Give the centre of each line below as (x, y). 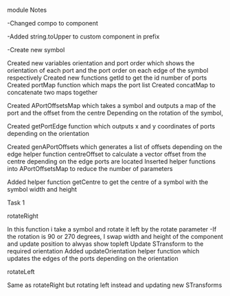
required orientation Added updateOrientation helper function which (103, 251)
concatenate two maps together (53, 92)
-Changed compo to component (53, 23)
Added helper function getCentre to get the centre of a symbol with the (108, 182)
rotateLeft (21, 272)
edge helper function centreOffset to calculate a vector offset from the (107, 154)
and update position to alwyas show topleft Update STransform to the (105, 244)
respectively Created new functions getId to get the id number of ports (107, 78)
